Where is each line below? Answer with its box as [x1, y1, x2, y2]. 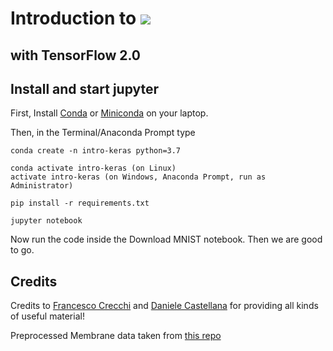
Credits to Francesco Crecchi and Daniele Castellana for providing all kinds [10, 300, 319, 312]
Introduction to [10, 7, 137, 30]
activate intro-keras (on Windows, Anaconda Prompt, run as [10, 172, 267, 182]
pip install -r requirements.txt [10, 198, 150, 209]
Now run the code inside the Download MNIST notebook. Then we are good [10, 233, 323, 246]
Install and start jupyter [10, 80, 160, 97]
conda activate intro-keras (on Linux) [10, 163, 177, 174]
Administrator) [10, 181, 74, 191]
